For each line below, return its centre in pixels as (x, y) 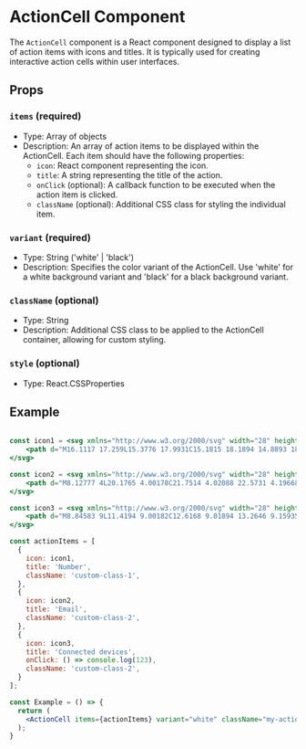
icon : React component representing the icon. (122, 165)
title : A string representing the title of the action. (129, 174)
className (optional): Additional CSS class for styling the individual (161, 204)
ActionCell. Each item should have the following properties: (133, 155)
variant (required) (50, 237)
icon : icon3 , (51, 643)
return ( (34, 711)
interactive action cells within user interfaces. (95, 61)
